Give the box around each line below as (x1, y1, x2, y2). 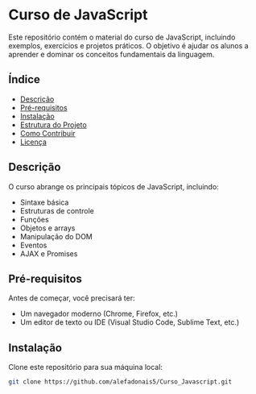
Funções (19, 214, 50, 224)
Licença (19, 137, 47, 147)
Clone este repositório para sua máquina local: (8, 363, 163, 372)
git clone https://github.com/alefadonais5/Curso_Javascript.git (8, 378, 232, 386)
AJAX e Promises (19, 248, 78, 259)
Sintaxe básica (19, 197, 69, 207)
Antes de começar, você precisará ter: (8, 293, 135, 303)
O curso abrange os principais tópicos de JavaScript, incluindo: (8, 181, 219, 191)
